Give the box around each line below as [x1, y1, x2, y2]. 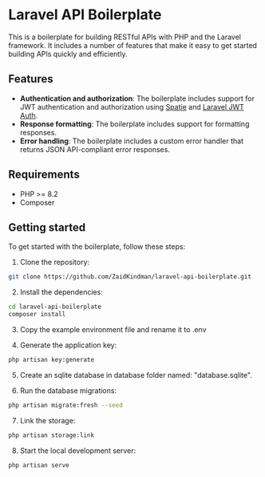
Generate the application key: [19, 340, 117, 350]
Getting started [8, 220, 86, 234]
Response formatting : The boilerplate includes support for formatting [19, 118, 250, 129]
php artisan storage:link [8, 431, 94, 439]
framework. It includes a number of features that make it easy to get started [8, 40, 258, 50]
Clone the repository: [19, 258, 90, 267]
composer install [8, 311, 66, 319]
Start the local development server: [19, 446, 136, 455]
